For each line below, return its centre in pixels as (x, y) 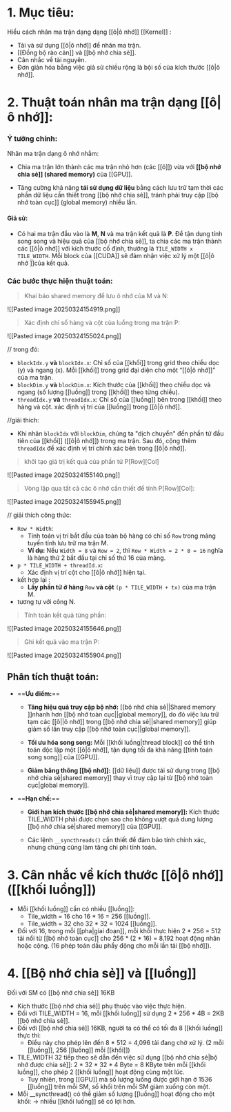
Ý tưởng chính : (32, 139)
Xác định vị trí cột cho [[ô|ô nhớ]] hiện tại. (87, 572)
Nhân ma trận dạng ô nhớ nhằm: (53, 154)
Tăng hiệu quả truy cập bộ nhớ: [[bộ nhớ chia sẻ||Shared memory (121, 707)
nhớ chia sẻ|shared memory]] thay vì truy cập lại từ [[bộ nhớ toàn (120, 777)
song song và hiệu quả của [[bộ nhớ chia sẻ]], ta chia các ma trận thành (119, 241)
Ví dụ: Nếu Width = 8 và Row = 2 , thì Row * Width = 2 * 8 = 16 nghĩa (125, 550)
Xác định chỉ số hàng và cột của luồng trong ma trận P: (102, 322)
